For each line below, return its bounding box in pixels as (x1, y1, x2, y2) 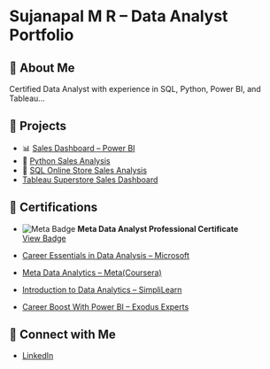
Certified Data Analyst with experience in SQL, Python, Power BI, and (9, 84, 261, 94)
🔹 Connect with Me (9, 327, 117, 342)
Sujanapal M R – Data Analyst (9, 6, 228, 27)
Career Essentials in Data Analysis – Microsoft (21, 250, 190, 260)
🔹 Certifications (9, 200, 98, 215)
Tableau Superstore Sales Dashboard (21, 174, 158, 185)
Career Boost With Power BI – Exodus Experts (21, 301, 189, 311)
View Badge (21, 233, 66, 243)
